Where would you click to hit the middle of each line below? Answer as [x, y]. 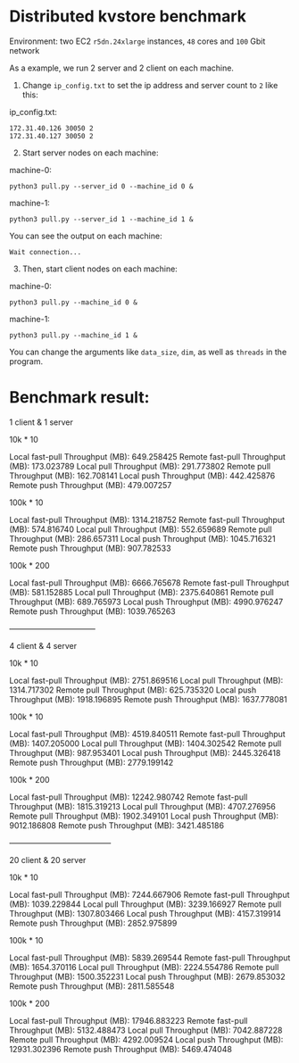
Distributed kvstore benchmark [128, 17]
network [25, 50]
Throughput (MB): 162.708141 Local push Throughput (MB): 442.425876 [142, 476]
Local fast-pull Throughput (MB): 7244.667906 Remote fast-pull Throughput [149, 894]
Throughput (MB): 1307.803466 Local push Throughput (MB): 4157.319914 [145, 913]
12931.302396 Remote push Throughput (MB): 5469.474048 [120, 1049]
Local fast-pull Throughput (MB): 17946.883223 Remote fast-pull [129, 1020]
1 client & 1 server [42, 422]
